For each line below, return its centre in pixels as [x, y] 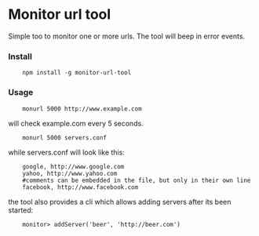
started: [21, 210]
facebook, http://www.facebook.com [80, 187]
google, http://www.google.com [73, 166]
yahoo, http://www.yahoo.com [70, 173]
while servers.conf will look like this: [67, 152]
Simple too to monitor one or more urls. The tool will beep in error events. [127, 36]
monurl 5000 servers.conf [65, 138]
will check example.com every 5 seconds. [76, 123]
